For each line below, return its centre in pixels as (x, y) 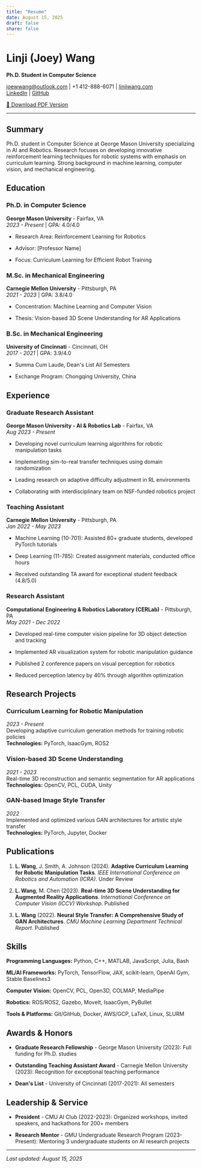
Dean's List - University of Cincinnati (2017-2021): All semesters (95, 1084)
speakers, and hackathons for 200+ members (72, 1123)
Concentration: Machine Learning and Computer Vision (83, 306)
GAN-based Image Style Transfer (56, 801)
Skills (17, 947)
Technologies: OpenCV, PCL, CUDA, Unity (59, 785)
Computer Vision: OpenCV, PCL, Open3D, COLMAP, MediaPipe (85, 991)
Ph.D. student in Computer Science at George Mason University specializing (100, 144)
